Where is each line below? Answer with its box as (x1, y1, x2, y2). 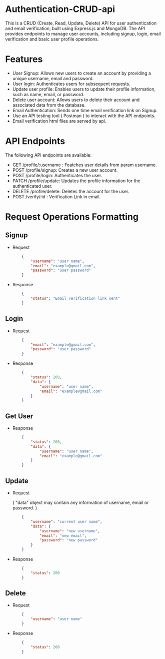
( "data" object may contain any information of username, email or (12, 499, 149, 505)
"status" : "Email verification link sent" (30, 296, 120, 301)
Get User (5, 412, 33, 420)
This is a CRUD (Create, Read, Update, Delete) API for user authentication (5, 20, 156, 26)
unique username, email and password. (12, 75, 94, 81)
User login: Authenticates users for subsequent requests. (12, 81, 130, 87)
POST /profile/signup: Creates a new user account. (12, 167, 118, 173)
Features (5, 54, 43, 65)
